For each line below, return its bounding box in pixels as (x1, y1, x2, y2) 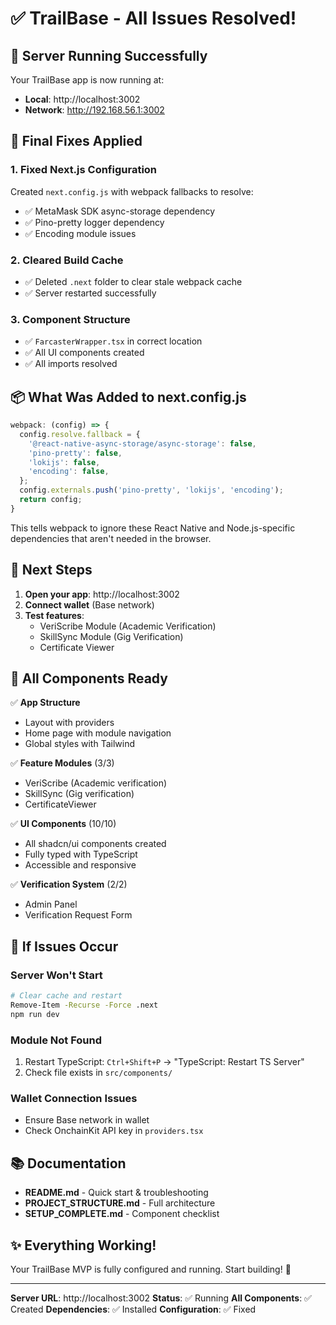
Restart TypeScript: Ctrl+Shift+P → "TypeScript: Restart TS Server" (24, 1056, 305, 1068)
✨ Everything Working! (10, 1237, 157, 1254)
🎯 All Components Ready (10, 670, 168, 687)
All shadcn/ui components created (24, 838, 167, 850)
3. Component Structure (10, 312, 131, 326)
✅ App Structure (10, 697, 81, 709)
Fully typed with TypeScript (24, 848, 138, 861)
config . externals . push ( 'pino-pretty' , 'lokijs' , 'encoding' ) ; (19, 485, 284, 496)
